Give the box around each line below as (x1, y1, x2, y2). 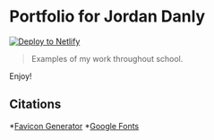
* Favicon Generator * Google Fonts (9, 120, 140, 131)
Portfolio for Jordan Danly (9, 6, 206, 27)
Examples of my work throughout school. (30, 53, 184, 64)
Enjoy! (9, 70, 33, 82)
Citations (9, 97, 62, 112)
